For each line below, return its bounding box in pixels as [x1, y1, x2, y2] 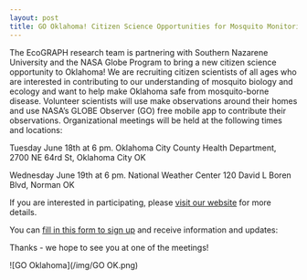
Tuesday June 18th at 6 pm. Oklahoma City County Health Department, [9, 142, 277, 153]
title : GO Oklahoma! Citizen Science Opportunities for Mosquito [9, 22, 263, 31]
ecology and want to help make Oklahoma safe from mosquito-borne [9, 86, 270, 97]
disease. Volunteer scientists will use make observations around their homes [9, 95, 298, 106]
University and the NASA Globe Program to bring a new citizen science [9, 57, 277, 67]
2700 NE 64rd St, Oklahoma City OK [9, 151, 146, 162]
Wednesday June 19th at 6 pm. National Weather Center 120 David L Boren [9, 170, 292, 181]
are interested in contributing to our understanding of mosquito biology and [9, 76, 294, 87]
